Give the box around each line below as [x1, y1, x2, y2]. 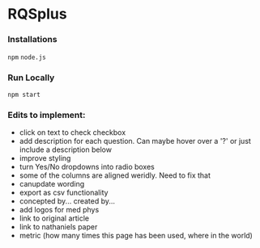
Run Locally [7, 72, 55, 83]
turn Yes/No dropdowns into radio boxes [19, 162, 156, 172]
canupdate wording [19, 179, 85, 189]
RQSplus [7, 5, 67, 23]
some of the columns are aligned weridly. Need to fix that [19, 170, 211, 180]
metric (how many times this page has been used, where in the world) [19, 231, 253, 241]
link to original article [19, 213, 90, 223]
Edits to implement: [7, 109, 86, 120]
